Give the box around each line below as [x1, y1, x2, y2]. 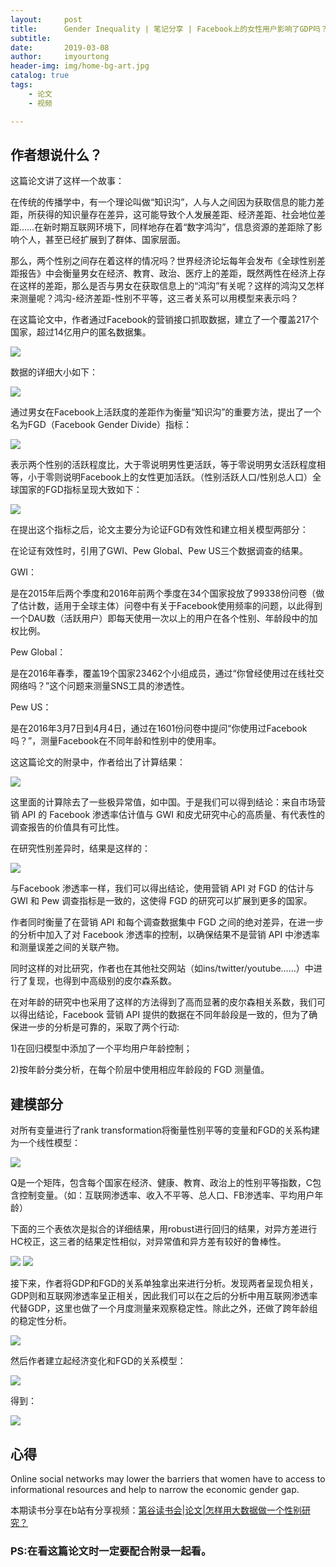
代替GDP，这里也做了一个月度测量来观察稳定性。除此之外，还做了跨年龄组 [10, 1302, 318, 1315]
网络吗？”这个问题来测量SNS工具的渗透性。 [10, 680, 190, 692]
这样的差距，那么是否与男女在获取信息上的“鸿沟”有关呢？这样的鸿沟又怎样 [18, 280, 325, 292]
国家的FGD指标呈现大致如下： [18, 484, 143, 496]
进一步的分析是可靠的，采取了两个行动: [18, 1021, 180, 1033]
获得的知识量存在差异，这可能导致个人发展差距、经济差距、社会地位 [36, 209, 317, 221]
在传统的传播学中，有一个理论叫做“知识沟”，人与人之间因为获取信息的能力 [10, 196, 317, 208]
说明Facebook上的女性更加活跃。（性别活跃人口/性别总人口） [62, 471, 313, 483]
